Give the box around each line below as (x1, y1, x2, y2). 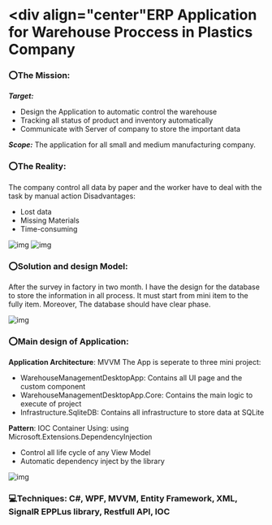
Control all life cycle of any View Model (19, 448, 151, 458)
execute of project (19, 399, 82, 409)
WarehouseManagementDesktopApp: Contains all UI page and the (19, 373, 243, 383)
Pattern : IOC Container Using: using (8, 423, 129, 433)
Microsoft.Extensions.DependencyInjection (8, 432, 153, 442)
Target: (8, 91, 34, 101)
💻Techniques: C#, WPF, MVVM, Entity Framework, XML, (8, 493, 238, 505)
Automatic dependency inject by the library (19, 457, 165, 466)
